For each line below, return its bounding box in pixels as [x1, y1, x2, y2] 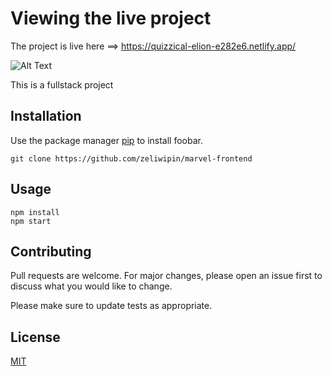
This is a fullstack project [10, 78, 114, 91]
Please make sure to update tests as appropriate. [10, 300, 213, 312]
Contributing [10, 243, 92, 260]
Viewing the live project [10, 7, 212, 30]
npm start [10, 216, 52, 226]
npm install [10, 207, 60, 217]
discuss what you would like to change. [10, 280, 173, 292]
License [10, 328, 61, 346]
